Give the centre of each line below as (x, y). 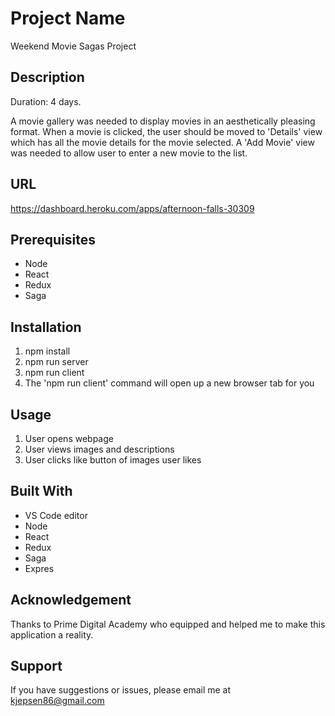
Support (36, 666)
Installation (46, 327)
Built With (41, 491)
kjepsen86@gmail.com (57, 701)
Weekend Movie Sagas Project (73, 46)
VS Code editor (56, 515)
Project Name (68, 18)
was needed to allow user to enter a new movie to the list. (129, 153)
